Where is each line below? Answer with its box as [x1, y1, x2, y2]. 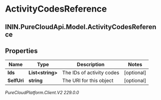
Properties [5, 47, 38, 55]
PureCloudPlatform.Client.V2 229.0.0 [5, 90, 79, 96]
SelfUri [7, 77, 24, 84]
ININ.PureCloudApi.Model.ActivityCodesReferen [5, 23, 157, 31]
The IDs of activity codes [62, 69, 120, 76]
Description [77, 61, 105, 68]
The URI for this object [62, 77, 113, 84]
